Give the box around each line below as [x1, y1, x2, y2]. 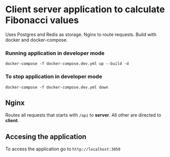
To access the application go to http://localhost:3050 [5, 146, 121, 152]
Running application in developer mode [5, 50, 105, 57]
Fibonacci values [5, 14, 79, 26]
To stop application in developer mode [5, 73, 103, 80]
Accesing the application [5, 132, 87, 141]
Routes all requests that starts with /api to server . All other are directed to [5, 112, 162, 118]
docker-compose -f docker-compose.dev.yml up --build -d [5, 61, 129, 66]
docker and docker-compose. [5, 37, 68, 43]
